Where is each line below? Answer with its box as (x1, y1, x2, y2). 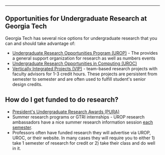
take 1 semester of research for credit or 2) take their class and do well (12, 140, 156, 146)
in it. (12, 145, 21, 151)
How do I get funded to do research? (5, 95, 119, 104)
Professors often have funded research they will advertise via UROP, (12, 129, 151, 135)
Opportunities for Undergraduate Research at (5, 14, 147, 23)
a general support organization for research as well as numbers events (12, 55, 156, 61)
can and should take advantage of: (5, 40, 76, 46)
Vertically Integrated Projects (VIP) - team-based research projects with (12, 65, 158, 71)
